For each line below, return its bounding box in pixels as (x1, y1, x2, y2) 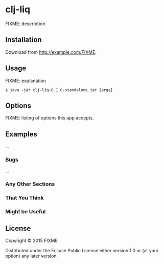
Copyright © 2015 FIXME (5, 237, 58, 244)
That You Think (5, 194, 44, 201)
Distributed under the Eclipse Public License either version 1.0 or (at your (5, 248, 159, 254)
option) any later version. (5, 253, 58, 259)
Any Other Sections (5, 180, 55, 188)
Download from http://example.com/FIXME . (5, 49, 97, 55)
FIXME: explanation (5, 77, 46, 84)
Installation (5, 35, 42, 44)
